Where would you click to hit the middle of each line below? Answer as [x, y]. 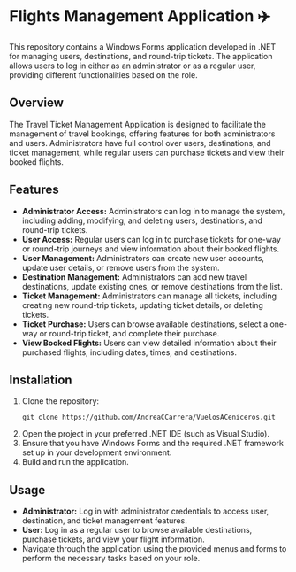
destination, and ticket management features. [104, 521]
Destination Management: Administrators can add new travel [134, 277]
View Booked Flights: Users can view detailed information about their [149, 343]
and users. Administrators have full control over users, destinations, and [140, 143]
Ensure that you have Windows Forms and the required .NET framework [153, 444]
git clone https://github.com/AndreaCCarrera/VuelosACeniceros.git [148, 417]
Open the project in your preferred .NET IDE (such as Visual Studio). [145, 434]
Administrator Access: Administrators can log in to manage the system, [153, 211]
